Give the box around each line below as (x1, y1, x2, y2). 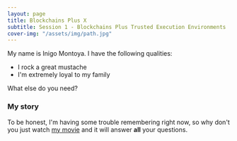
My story (7, 102, 39, 111)
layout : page (7, 10, 46, 18)
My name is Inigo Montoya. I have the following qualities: (7, 49, 173, 58)
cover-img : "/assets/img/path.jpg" (7, 30, 112, 37)
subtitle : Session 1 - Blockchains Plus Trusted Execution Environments (7, 23, 226, 30)
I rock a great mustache (17, 63, 87, 71)
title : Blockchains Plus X (7, 17, 87, 24)
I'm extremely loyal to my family (17, 70, 111, 79)
